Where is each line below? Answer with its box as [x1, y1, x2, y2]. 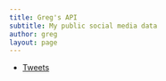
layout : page [9, 37, 58, 47]
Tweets [21, 62, 50, 73]
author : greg [9, 29, 58, 38]
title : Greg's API [9, 12, 78, 22]
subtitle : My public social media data [9, 21, 158, 30]
